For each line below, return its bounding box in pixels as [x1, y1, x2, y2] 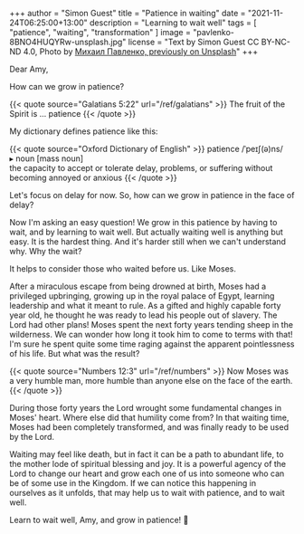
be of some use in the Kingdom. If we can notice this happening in [9, 478, 256, 488]
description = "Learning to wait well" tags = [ [89, 17, 257, 28]
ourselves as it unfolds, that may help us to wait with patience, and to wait [9, 488, 285, 498]
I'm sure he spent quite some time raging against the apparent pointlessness [9, 339, 296, 349]
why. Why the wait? [9, 246, 82, 256]
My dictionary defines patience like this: [9, 126, 158, 137]
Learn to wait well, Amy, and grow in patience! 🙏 [9, 515, 189, 525]
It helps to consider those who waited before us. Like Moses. [9, 263, 237, 274]
